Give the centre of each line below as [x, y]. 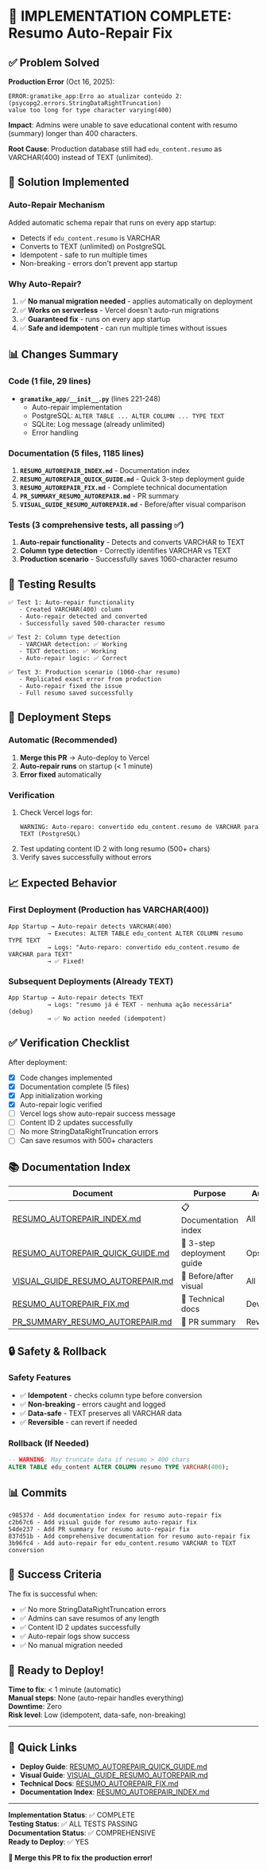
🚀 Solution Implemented [69, 182]
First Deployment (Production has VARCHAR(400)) [108, 910]
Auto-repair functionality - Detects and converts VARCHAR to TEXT [132, 542]
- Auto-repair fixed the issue [71, 687]
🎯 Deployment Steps [60, 717]
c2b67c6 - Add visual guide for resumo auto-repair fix [103, 1522]
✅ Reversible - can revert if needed [78, 1422]
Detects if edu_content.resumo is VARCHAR [90, 237]
